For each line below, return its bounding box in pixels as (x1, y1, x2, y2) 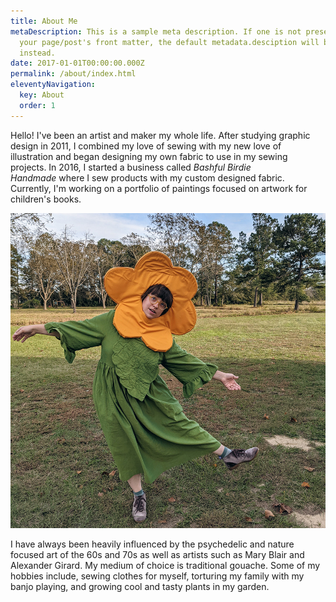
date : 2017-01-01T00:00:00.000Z (10, 58, 145, 69)
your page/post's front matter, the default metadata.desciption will (19, 37, 320, 47)
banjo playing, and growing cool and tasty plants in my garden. (10, 580, 270, 592)
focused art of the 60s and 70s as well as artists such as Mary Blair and (10, 548, 305, 560)
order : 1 (19, 100, 56, 110)
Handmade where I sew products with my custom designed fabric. (10, 171, 285, 184)
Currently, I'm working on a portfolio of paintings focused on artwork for (10, 182, 308, 194)
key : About (19, 90, 65, 100)
